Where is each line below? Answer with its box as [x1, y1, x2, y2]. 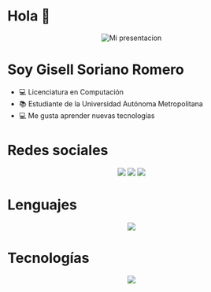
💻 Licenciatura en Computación [18, 87, 124, 97]
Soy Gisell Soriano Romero [7, 61, 184, 79]
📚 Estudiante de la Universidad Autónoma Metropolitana [18, 98, 204, 109]
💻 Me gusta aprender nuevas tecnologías [18, 110, 155, 120]
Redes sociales [7, 142, 109, 160]
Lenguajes [7, 196, 78, 213]
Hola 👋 [7, 7, 50, 25]
